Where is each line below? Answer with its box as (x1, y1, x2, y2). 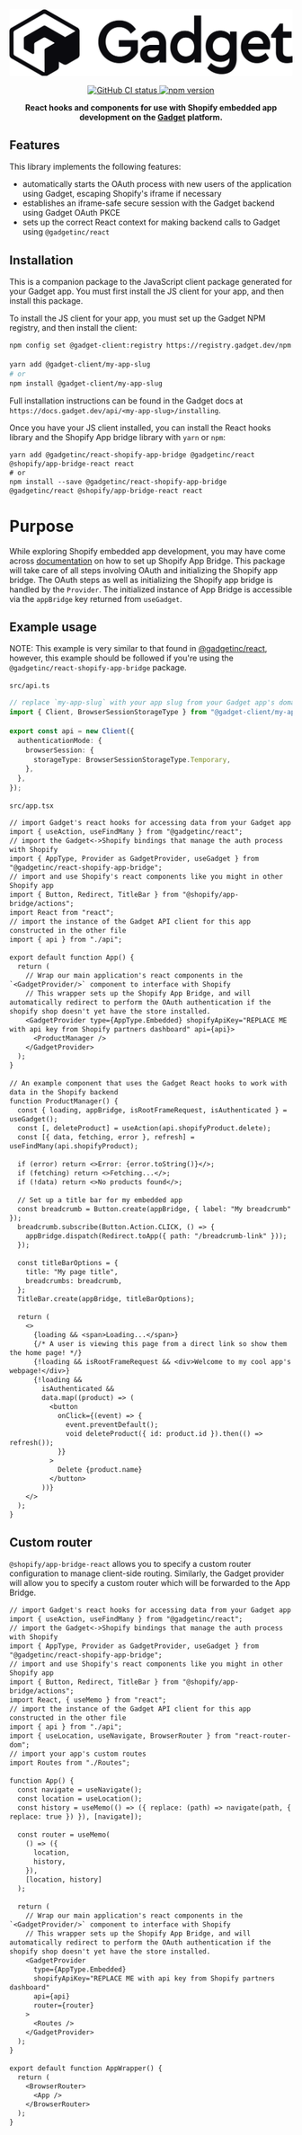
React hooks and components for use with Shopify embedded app (25, 102, 277, 112)
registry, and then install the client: (9, 323, 138, 333)
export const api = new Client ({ (9, 726, 135, 736)
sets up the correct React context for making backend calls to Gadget (22, 217, 280, 228)
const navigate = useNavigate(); (17, 1785, 143, 1794)
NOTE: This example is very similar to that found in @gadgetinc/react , (9, 643, 268, 654)
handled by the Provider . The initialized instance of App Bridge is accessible (9, 584, 293, 595)
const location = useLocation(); (17, 1794, 143, 1803)
